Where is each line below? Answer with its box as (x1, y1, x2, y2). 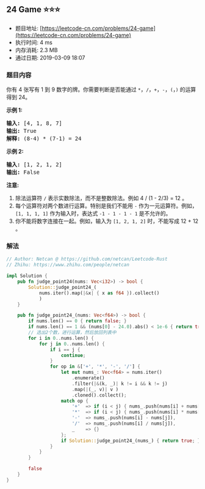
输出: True (6, 127, 37, 135)
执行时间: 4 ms (15, 39, 53, 46)
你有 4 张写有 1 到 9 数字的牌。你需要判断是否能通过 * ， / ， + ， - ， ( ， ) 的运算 (6, 86, 196, 93)
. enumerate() (71, 375, 105, 381)
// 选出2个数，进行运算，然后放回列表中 (28, 329, 117, 336)
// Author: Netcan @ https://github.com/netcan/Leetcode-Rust (6, 256, 168, 263)
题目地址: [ (15, 24, 42, 32)
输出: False (6, 169, 40, 176)
